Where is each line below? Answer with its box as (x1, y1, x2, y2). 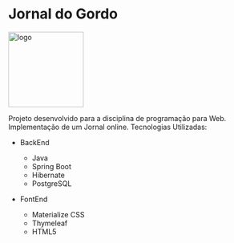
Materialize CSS (31, 209, 85, 219)
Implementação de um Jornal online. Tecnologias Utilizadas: (8, 122, 208, 132)
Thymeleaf (31, 218, 68, 228)
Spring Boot (31, 161, 72, 171)
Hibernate (31, 170, 66, 180)
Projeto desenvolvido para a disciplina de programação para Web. (8, 113, 227, 123)
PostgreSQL (31, 178, 72, 188)
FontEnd (19, 194, 48, 204)
